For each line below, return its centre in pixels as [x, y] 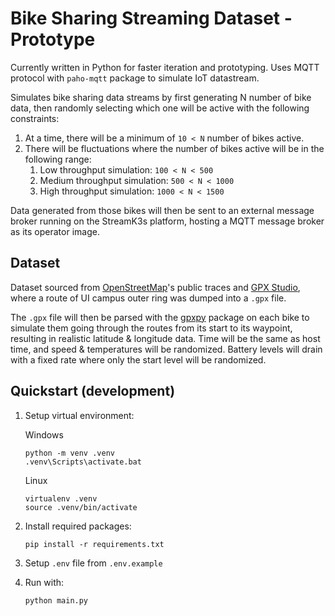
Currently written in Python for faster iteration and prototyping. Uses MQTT [165, 67]
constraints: [35, 118]
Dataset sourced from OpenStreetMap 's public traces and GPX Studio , [155, 287]
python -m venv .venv [69, 453]
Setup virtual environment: [79, 415]
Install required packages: [78, 526]
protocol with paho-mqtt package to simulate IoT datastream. [135, 78]
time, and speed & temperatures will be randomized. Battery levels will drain [166, 349]
